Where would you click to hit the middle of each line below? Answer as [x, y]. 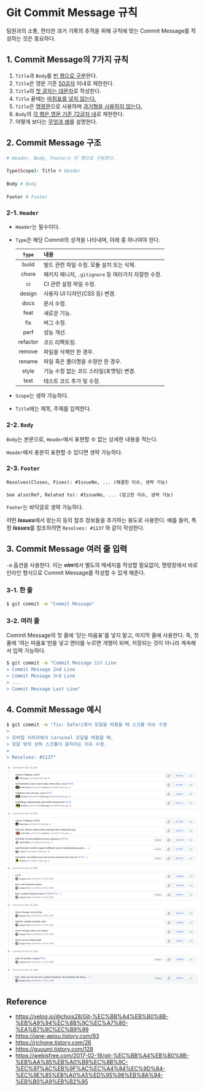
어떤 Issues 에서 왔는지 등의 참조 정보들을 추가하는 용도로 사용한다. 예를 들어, [98, 520]
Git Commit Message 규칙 [72, 13]
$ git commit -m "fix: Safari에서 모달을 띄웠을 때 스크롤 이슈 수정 [87, 725]
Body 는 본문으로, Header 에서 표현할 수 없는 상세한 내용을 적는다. [82, 439]
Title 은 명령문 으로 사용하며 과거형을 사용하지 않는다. [79, 106]
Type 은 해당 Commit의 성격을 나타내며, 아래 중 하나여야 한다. [88, 239]
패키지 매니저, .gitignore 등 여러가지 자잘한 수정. [102, 274]
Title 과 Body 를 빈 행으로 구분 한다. [56, 75]
